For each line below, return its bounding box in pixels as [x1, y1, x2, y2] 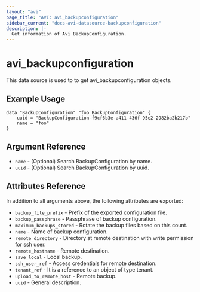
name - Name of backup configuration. [14, 228, 108, 235]
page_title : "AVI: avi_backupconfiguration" [6, 14, 119, 20]
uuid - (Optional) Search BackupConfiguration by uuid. [14, 164, 149, 171]
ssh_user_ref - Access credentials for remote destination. [14, 260, 157, 267]
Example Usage [6, 94, 66, 104]
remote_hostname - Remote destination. [14, 247, 110, 254]
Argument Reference [6, 142, 86, 152]
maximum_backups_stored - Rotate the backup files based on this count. [14, 221, 188, 229]
